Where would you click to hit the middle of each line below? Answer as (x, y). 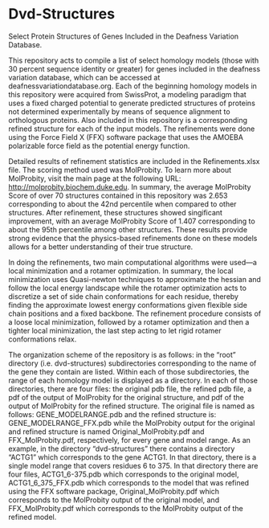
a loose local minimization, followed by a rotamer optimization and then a (129, 321)
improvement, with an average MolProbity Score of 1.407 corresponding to (132, 221)
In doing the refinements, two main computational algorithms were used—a (132, 262)
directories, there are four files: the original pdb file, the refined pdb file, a (130, 389)
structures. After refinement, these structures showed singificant (116, 212)
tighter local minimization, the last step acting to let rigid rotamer (115, 330)
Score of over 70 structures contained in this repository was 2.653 (118, 195)
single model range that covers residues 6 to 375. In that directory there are (133, 465)
